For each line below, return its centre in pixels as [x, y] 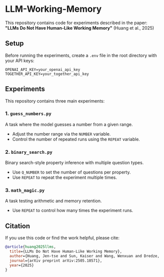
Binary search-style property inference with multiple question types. [74, 163]
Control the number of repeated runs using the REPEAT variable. [76, 139]
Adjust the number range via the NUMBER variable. [61, 134]
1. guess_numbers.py [28, 113]
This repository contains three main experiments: [55, 101]
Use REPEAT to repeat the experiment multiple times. [65, 177]
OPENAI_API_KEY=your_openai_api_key [43, 69]
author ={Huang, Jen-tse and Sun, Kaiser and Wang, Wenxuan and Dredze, [85, 256]
